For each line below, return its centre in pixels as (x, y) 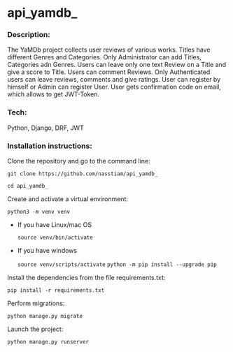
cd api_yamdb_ (28, 186)
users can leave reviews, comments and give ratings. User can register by (114, 80)
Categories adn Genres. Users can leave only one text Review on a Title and (117, 65)
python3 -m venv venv (39, 212)
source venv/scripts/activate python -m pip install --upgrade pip (117, 265)
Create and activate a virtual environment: (68, 199)
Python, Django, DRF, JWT (45, 128)
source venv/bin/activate (55, 238)
